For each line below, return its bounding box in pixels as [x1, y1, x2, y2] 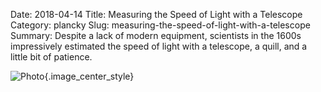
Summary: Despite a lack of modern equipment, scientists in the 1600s [10, 30, 302, 41]
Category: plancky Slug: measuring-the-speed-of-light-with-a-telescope [10, 19, 311, 31]
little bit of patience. [10, 51, 93, 63]
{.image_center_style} [44, 70, 135, 82]
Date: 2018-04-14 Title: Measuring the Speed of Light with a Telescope [10, 9, 303, 20]
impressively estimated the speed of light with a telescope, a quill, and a [10, 40, 308, 52]
